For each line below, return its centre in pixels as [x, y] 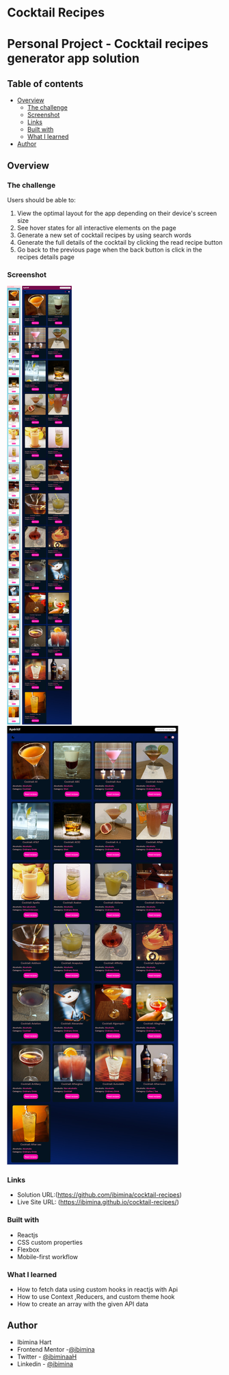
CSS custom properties [50, 1242]
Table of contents [45, 84]
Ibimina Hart [34, 1342]
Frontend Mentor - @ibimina [56, 1349]
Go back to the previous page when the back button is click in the [109, 250]
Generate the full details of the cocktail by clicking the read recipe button [120, 242]
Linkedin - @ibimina [45, 1364]
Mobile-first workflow [48, 1256]
